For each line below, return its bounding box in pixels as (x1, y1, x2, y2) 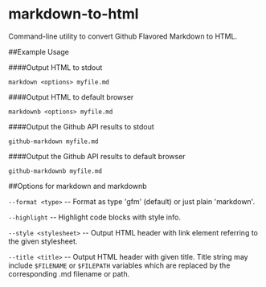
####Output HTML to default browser (8, 92, 134, 101)
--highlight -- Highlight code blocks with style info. (8, 212, 181, 222)
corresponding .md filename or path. (8, 269, 130, 278)
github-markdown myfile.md (8, 137, 99, 146)
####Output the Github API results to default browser (8, 151, 186, 161)
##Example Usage (8, 47, 70, 56)
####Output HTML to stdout (8, 62, 103, 72)
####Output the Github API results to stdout (8, 121, 154, 131)
